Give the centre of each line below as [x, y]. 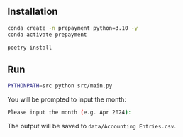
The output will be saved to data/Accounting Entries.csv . [91, 126]
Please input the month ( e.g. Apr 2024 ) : [70, 113]
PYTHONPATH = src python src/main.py [60, 86]
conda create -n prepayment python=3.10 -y [73, 28]
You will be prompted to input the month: [67, 99]
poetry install [30, 48]
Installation [33, 12]
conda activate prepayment [47, 35]
